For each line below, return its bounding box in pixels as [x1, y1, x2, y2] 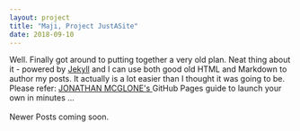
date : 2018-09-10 [9, 30, 75, 39]
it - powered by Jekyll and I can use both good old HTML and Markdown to [9, 64, 287, 74]
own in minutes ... [9, 92, 75, 103]
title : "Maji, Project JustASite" [9, 22, 139, 31]
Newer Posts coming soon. [9, 111, 110, 122]
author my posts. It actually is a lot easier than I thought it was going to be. [9, 74, 286, 84]
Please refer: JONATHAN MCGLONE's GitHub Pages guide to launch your [9, 83, 282, 94]
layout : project [9, 13, 70, 22]
